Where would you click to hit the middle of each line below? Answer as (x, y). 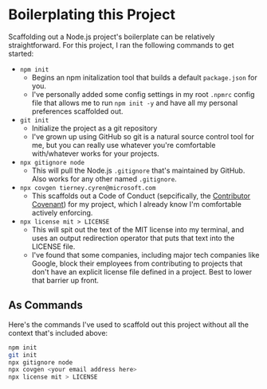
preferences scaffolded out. (77, 111)
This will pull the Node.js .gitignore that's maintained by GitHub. (138, 170)
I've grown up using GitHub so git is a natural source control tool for (143, 136)
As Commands (46, 305)
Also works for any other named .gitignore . (104, 179)
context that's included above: (58, 333)
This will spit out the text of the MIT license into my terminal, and (138, 229)
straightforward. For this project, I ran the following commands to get (121, 45)
